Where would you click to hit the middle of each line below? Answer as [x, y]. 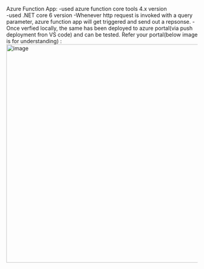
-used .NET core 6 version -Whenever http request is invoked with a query [100, 15]
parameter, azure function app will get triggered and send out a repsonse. [99, 22]
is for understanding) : [34, 41]
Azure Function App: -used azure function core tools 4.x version [87, 9]
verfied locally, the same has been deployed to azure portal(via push [107, 28]
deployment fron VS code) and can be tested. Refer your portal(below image [102, 35]
